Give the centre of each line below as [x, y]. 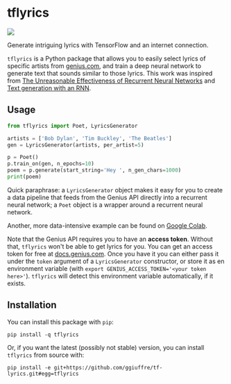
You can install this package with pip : [61, 322]
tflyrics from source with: [46, 355]
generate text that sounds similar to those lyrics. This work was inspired [110, 73]
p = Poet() [23, 158]
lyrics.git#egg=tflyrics [43, 374]
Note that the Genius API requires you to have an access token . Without [110, 239]
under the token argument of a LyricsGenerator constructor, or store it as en [116, 261]
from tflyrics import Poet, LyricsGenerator [72, 126]
